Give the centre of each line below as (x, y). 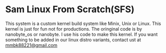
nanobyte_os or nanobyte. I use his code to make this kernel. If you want (81, 34)
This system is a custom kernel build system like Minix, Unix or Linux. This (83, 23)
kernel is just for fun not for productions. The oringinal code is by (74, 29)
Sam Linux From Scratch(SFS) (70, 9)
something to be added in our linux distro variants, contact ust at (73, 40)
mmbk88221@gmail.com (31, 45)
